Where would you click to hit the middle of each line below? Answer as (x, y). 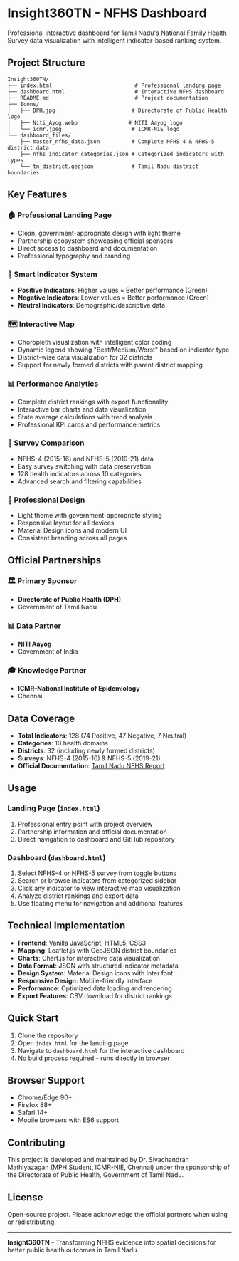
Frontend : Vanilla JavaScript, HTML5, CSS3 (82, 943)
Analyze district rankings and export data (78, 896)
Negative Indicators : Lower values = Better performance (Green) (113, 298)
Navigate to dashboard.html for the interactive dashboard (101, 1050)
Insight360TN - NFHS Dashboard (107, 13)
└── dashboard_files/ (39, 135)
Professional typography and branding (74, 256)
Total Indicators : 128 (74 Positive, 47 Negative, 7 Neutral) (102, 736)
